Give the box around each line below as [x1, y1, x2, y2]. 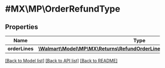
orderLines [7, 45, 34, 52]
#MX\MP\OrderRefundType [5, 3, 120, 15]
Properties [5, 23, 38, 31]
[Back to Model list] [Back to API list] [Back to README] [5, 58, 118, 64]
